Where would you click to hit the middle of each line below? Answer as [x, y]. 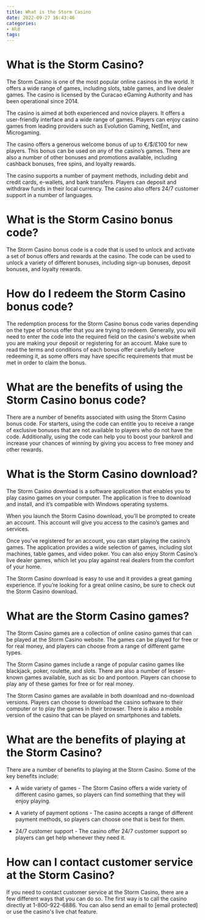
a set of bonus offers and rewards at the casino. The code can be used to [99, 256]
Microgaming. [24, 132]
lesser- [177, 671]
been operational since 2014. [43, 101]
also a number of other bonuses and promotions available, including [92, 158]
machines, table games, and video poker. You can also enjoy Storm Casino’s [102, 554]
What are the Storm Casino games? [98, 616]
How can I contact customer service [100, 862]
